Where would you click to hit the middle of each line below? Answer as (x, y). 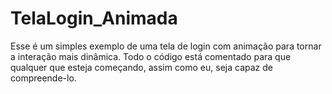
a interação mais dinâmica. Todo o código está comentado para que (151, 56)
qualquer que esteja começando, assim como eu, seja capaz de (141, 67)
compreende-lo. (43, 78)
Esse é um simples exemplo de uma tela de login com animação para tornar (166, 46)
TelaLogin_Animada (94, 18)
